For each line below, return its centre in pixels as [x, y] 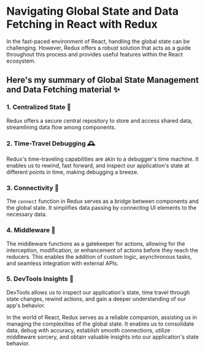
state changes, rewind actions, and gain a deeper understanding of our [96, 299]
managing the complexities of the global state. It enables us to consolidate [100, 324]
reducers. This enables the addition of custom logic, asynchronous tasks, [99, 256]
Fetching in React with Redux [82, 24]
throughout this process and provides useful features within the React [95, 54]
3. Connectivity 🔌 [33, 188]
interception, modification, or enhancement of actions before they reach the [102, 250]
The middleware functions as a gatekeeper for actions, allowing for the [96, 243]
